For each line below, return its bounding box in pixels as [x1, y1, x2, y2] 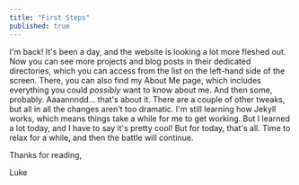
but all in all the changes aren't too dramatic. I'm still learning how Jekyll [9, 103, 277, 114]
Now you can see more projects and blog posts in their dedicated [9, 56, 251, 66]
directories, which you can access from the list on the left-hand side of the [9, 65, 286, 76]
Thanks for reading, [9, 149, 83, 160]
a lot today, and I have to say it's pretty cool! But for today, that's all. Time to [9, 122, 291, 133]
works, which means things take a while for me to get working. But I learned [9, 113, 290, 124]
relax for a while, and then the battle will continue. [9, 132, 194, 143]
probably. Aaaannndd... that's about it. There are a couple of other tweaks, [9, 93, 286, 104]
